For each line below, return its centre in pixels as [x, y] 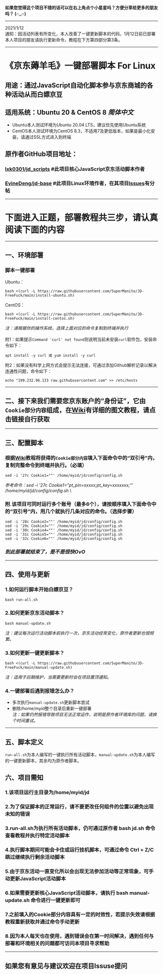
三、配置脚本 [24, 443]
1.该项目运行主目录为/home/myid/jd [47, 793]
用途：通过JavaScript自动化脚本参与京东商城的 [76, 85]
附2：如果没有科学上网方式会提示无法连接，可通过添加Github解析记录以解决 [81, 365]
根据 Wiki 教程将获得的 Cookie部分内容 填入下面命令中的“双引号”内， [81, 458]
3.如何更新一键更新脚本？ [35, 653]
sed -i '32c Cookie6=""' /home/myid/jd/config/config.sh [64, 539]
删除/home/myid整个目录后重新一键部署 [52, 709]
